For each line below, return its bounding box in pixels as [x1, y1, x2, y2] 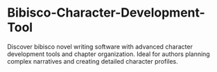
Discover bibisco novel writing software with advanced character [7, 42, 193, 51]
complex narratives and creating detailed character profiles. [7, 57, 178, 65]
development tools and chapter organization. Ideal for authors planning [7, 50, 210, 58]
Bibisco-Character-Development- [7, 5, 206, 21]
